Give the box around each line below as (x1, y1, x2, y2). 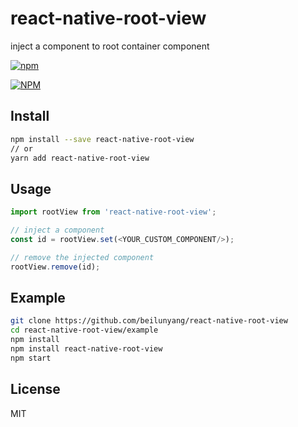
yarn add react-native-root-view (10, 153, 150, 163)
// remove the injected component (10, 252, 155, 262)
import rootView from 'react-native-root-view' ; (10, 207, 217, 217)
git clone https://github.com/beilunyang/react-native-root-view (10, 316, 288, 326)
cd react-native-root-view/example (10, 325, 159, 336)
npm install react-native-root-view (10, 344, 163, 354)
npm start (10, 353, 52, 363)
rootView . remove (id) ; (10, 262, 101, 272)
